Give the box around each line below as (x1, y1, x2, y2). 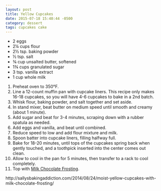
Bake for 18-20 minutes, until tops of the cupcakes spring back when (12, 140, 150, 146)
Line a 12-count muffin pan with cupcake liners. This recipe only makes (12, 89, 155, 95)
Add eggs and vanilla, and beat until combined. (12, 125, 107, 131)
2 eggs (12, 38, 27, 44)
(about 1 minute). (12, 109, 46, 115)
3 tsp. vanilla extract (12, 69, 53, 75)
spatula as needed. (12, 119, 51, 126)
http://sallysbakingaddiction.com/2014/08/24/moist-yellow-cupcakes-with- (5, 175, 156, 181)
